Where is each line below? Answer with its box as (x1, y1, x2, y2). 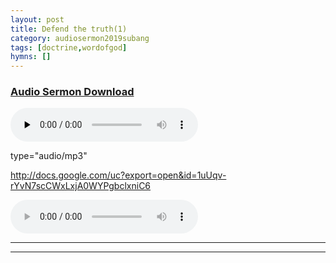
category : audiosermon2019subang (10, 33, 150, 43)
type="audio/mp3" (10, 150, 88, 162)
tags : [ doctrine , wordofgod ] (10, 42, 128, 53)
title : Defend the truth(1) (10, 24, 128, 34)
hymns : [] (10, 52, 52, 62)
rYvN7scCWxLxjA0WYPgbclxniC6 (10, 180, 152, 192)
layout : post (10, 14, 65, 25)
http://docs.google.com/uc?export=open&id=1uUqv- (10, 169, 227, 181)
